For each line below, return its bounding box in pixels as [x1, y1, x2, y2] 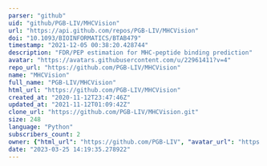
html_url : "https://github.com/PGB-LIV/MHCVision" [8, 85, 181, 94]
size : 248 [8, 116, 42, 124]
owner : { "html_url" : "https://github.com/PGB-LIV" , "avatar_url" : [8, 137, 235, 146]
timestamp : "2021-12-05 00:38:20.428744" [8, 41, 149, 49]
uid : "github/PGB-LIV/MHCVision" [8, 19, 120, 27]
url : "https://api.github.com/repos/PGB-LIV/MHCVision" [8, 26, 199, 34]
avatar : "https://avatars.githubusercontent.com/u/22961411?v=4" [8, 57, 231, 65]
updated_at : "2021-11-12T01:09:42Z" [8, 101, 131, 109]
